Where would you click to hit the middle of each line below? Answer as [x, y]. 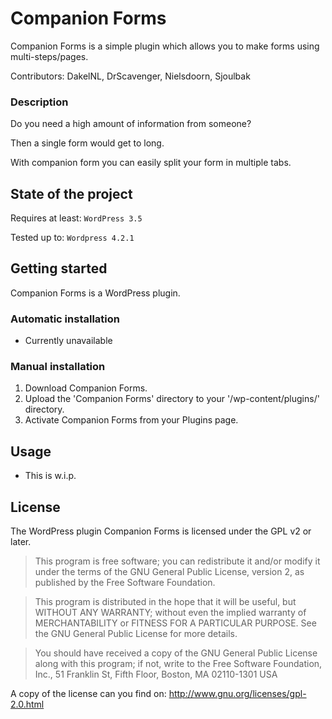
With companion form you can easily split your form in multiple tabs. [151, 163]
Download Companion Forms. [86, 388]
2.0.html [27, 704]
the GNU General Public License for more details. [136, 634]
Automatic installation [65, 319]
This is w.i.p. [50, 476]
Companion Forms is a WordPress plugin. [95, 293]
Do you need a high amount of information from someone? [131, 124]
